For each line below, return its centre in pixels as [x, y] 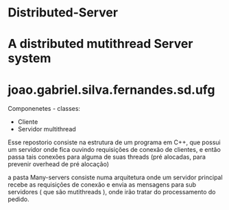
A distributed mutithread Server [100, 44]
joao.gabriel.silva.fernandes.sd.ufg [111, 90]
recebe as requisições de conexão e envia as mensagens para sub [102, 185]
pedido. [19, 199]
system [29, 58]
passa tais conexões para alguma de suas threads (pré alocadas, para [107, 157]
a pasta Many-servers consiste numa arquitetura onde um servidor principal [115, 178]
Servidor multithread [47, 129]
